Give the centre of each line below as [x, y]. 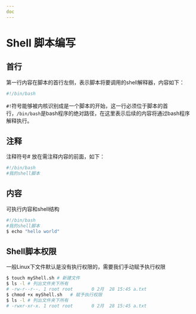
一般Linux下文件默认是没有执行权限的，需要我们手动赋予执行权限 [86, 267]
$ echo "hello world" [33, 231]
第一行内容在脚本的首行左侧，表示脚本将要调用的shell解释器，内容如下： [95, 82]
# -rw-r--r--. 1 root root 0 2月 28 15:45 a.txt [77, 290]
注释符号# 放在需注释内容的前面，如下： [56, 157]
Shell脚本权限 [31, 251]
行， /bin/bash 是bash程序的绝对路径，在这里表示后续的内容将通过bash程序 [98, 113]
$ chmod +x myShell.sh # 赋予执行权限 [54, 295]
